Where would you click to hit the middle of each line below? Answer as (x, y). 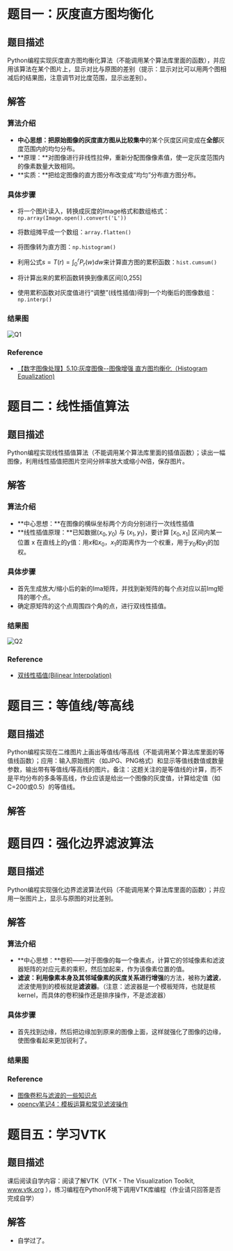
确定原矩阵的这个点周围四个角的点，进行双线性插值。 (94, 606)
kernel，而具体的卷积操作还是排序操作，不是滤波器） (93, 995)
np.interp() (34, 300)
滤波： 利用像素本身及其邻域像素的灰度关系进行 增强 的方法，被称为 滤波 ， (121, 978)
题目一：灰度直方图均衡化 (81, 14)
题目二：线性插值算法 (69, 407)
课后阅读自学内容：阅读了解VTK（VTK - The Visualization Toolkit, (101, 1181)
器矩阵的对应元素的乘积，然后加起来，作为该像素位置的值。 (103, 969)
